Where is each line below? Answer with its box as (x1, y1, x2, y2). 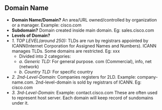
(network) (19, 64, 39, 69)
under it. (11, 100, 29, 106)
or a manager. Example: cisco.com (11, 22, 82, 28)
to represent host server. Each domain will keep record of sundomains (11, 95, 154, 101)
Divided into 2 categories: (19, 53, 71, 59)
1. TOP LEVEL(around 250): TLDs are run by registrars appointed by (11, 38, 149, 44)
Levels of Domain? (11, 32, 50, 38)
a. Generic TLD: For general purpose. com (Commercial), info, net (19, 58, 152, 64)
